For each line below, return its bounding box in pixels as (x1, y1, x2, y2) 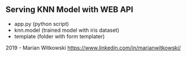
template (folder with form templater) (14, 32, 105, 40)
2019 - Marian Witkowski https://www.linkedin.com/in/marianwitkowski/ (5, 44, 181, 51)
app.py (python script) (14, 20, 69, 27)
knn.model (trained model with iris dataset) (14, 26, 119, 33)
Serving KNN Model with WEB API (5, 5, 134, 15)
